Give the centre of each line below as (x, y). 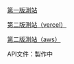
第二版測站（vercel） (37, 25)
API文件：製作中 (30, 54)
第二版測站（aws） (34, 39)
